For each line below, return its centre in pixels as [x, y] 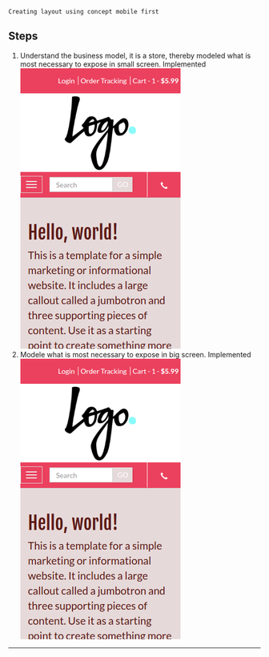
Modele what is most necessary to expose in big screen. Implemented [135, 354]
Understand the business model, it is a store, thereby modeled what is [135, 55]
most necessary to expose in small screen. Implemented [113, 64]
